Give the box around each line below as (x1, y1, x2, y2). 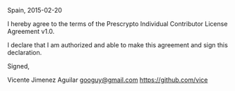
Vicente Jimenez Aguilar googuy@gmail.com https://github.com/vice (7, 75, 208, 84)
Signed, (7, 62, 30, 70)
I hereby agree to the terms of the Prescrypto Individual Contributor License (7, 20, 228, 28)
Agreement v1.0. (7, 28, 55, 35)
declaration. (7, 49, 42, 56)
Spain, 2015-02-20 (7, 6, 62, 14)
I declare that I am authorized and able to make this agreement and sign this (7, 41, 228, 49)
